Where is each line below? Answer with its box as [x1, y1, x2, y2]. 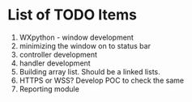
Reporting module [19, 83, 80, 94]
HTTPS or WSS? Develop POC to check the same [19, 75, 184, 85]
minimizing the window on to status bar [19, 40, 151, 50]
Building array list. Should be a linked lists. [19, 66, 161, 76]
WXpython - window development [19, 32, 134, 42]
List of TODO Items [7, 6, 137, 24]
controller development [19, 49, 98, 59]
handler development [19, 58, 91, 68]
